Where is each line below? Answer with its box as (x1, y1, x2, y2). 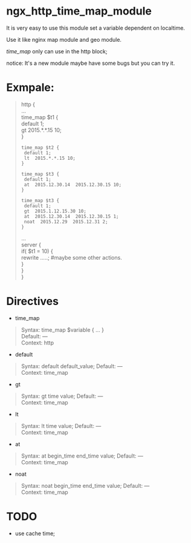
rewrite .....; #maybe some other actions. (21, 254, 122, 261)
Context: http (21, 339, 54, 346)
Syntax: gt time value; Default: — (21, 392, 103, 400)
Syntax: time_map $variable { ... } (21, 326, 105, 334)
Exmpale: (6, 81, 54, 94)
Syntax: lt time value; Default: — (21, 422, 102, 429)
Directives (6, 295, 59, 308)
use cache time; (15, 530, 56, 537)
